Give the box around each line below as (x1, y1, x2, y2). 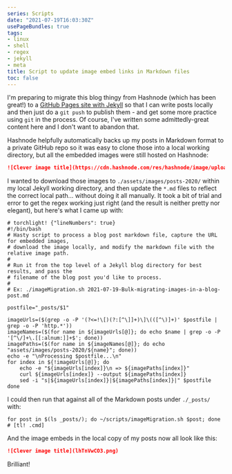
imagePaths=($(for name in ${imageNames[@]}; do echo (7, 340, 166, 348)
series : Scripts (7, 10, 54, 17)
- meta (7, 62, 26, 69)
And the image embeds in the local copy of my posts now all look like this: (7, 434, 217, 443)
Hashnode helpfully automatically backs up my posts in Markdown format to (7, 136, 224, 145)
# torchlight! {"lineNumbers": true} (7, 219, 116, 227)
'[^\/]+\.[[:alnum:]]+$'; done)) (7, 335, 104, 342)
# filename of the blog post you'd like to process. (7, 274, 162, 281)
